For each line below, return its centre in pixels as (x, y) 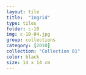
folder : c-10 (23, 29)
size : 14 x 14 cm (28, 62)
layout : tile (23, 12)
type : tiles (21, 23)
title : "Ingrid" (28, 18)
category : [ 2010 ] (28, 46)
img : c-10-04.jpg (28, 34)
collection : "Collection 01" (43, 51)
